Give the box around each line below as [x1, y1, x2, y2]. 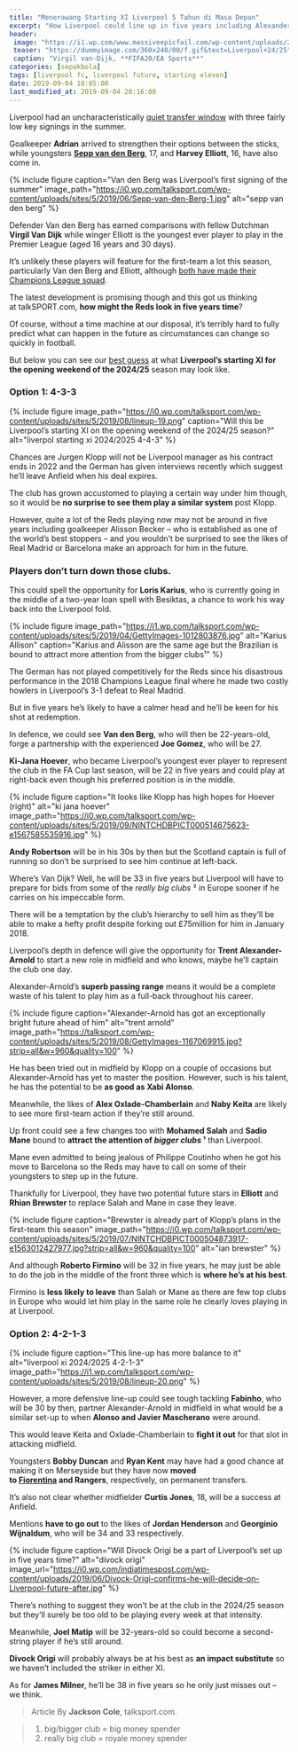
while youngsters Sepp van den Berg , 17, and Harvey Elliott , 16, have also [9, 147, 278, 158]
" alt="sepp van [225, 192, 284, 204]
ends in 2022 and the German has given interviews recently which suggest [9, 460, 284, 471]
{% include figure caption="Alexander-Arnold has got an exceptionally [9, 1008, 266, 1018]
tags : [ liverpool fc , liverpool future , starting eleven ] [9, 71, 228, 80]
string [9, 1636, 31, 1646]
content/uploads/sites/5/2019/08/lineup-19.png [9, 415, 183, 426]
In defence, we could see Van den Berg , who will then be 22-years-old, [9, 729, 271, 740]
